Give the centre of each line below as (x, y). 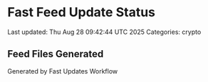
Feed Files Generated (56, 54)
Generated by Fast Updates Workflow (63, 71)
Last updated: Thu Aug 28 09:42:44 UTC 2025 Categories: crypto (104, 32)
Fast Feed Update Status (81, 12)
